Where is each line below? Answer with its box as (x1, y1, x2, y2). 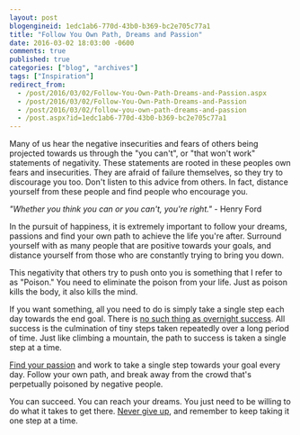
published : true (9, 55, 70, 64)
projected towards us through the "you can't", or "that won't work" (9, 148, 256, 159)
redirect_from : (9, 80, 66, 89)
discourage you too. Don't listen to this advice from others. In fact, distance (9, 177, 289, 187)
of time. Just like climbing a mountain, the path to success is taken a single (9, 332, 287, 343)
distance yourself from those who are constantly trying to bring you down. (9, 249, 285, 261)
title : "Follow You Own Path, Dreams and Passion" (9, 30, 203, 39)
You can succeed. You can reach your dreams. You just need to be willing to (9, 396, 292, 407)
